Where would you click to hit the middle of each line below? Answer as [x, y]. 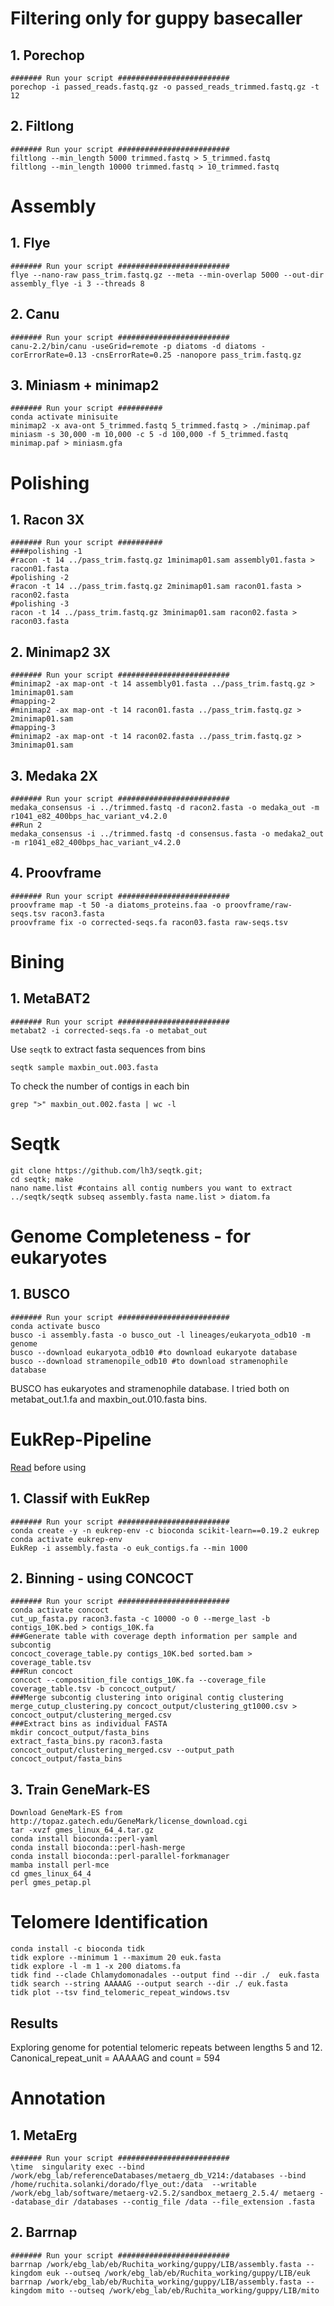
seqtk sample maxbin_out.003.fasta [84, 1067]
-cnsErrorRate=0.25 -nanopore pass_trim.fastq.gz [196, 355]
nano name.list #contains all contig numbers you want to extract [151, 1188]
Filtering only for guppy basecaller [156, 18]
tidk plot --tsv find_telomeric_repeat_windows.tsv [120, 1993]
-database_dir [40, 2202]
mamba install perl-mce [60, 1865]
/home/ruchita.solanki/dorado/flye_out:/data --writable [133, 2184]
